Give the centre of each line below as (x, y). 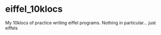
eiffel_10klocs (34, 9)
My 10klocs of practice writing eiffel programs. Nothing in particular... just (80, 23)
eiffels (11, 28)
